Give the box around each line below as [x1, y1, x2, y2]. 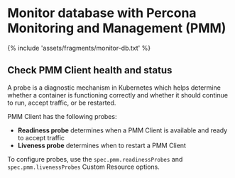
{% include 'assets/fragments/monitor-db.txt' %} [7, 43, 151, 52]
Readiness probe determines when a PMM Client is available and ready [17, 126, 228, 135]
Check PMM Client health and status [7, 64, 173, 76]
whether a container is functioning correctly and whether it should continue [7, 90, 229, 99]
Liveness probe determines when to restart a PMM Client [17, 141, 187, 150]
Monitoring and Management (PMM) [7, 20, 226, 36]
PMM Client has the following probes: [7, 112, 117, 120]
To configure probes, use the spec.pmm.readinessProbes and [7, 155, 183, 163]
